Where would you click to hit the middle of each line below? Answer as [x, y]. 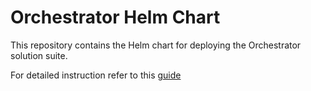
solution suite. [39, 55]
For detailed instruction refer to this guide [96, 75]
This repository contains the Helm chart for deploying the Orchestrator [156, 45]
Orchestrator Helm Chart [115, 17]
